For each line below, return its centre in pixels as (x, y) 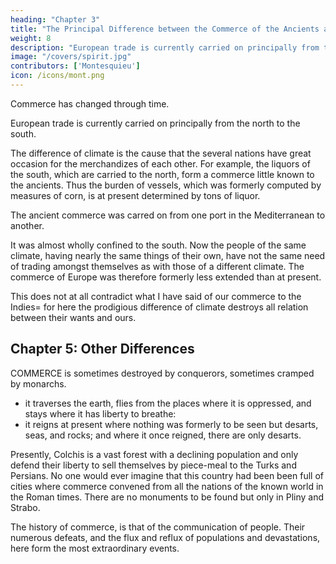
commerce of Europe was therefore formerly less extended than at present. (166, 277)
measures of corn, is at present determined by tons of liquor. (135, 195)
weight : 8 (31, 38)
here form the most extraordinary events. (95, 548)
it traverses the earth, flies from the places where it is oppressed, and (168, 403)
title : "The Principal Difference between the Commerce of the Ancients (165, 29)
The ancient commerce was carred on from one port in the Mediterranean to (168, 215)
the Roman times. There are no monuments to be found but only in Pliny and (167, 497)
